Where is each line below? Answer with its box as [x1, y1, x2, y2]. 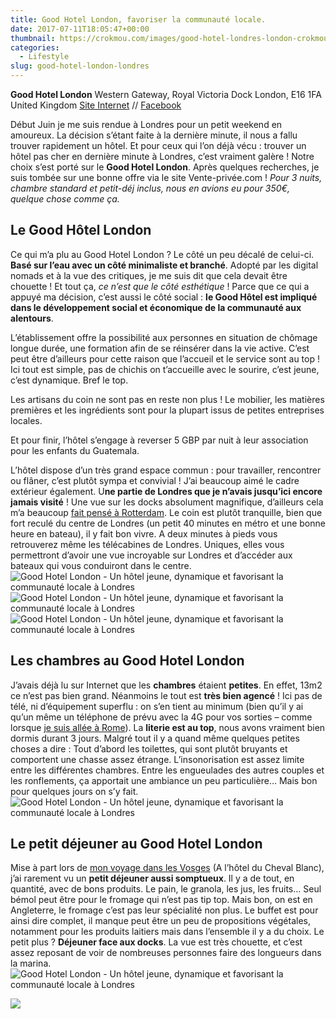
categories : [10, 42, 60, 53]
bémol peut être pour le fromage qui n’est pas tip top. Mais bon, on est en [10, 894, 313, 906]
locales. [10, 414, 43, 426]
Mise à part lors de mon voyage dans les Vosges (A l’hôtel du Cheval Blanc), [10, 862, 325, 874]
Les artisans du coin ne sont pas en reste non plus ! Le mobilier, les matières [10, 393, 325, 405]
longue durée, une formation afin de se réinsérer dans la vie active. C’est [10, 342, 310, 354]
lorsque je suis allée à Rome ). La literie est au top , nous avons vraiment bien [10, 721, 326, 733]
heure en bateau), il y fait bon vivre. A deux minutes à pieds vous [10, 527, 278, 540]
